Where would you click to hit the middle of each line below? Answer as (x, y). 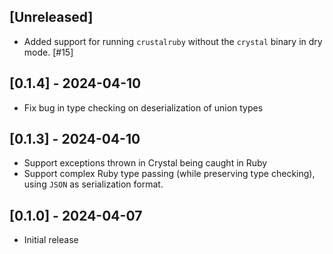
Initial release (51, 240)
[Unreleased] (51, 17)
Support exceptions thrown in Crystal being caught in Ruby (145, 163)
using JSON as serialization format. (93, 184)
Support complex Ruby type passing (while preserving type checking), (169, 174)
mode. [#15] (48, 52)
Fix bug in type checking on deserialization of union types (143, 107)
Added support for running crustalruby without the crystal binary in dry (173, 41)
